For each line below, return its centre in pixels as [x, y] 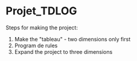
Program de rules [36, 45]
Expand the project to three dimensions [63, 51]
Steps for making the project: [42, 28]
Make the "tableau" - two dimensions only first [72, 39]
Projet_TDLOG [41, 11]
